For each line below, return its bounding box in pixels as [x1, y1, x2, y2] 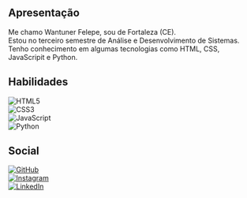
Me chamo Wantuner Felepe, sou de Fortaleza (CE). [8, 27, 176, 36]
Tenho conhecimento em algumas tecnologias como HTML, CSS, [8, 43, 220, 54]
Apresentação [8, 6, 80, 20]
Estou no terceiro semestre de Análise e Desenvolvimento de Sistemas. [8, 35, 240, 45]
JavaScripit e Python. [8, 52, 78, 62]
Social [8, 144, 39, 158]
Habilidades [8, 75, 69, 89]
